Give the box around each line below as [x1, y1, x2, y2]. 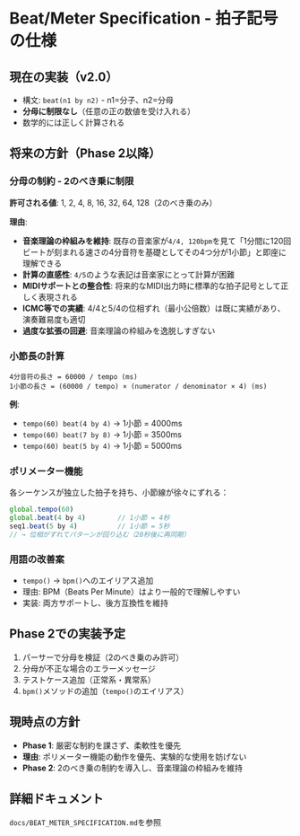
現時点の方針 [9, 715, 81, 730]
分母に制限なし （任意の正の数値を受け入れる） [21, 106, 195, 117]
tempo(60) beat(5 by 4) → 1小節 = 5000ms [21, 440, 182, 451]
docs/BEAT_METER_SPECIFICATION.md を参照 [9, 816, 162, 827]
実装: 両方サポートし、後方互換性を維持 [21, 598, 168, 609]
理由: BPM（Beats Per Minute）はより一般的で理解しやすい [21, 586, 241, 597]
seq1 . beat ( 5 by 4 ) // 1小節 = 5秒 [9, 522, 170, 531]
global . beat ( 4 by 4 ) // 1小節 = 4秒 [9, 514, 170, 523]
